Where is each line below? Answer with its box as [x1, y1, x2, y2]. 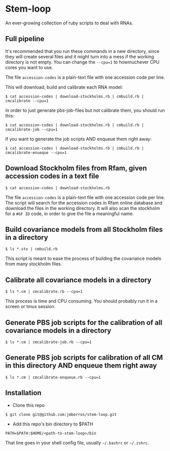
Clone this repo [12, 402, 45, 408]
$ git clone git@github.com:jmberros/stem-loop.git [5, 412, 117, 417]
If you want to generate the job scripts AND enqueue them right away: [5, 136, 152, 142]
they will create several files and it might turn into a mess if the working [5, 53, 154, 59]
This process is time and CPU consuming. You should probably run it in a [5, 298, 158, 304]
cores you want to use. [5, 64, 53, 70]
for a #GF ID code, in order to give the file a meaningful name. [5, 211, 134, 217]
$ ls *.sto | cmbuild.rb [5, 247, 58, 252]
